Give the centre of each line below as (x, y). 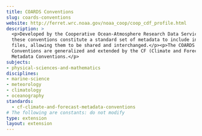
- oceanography (25, 96)
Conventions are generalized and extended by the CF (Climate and (96, 51)
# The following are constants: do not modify (66, 113)
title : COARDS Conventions (40, 12)
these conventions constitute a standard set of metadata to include (100, 40)
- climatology (24, 90)
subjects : (19, 62)
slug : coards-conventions (38, 17)
